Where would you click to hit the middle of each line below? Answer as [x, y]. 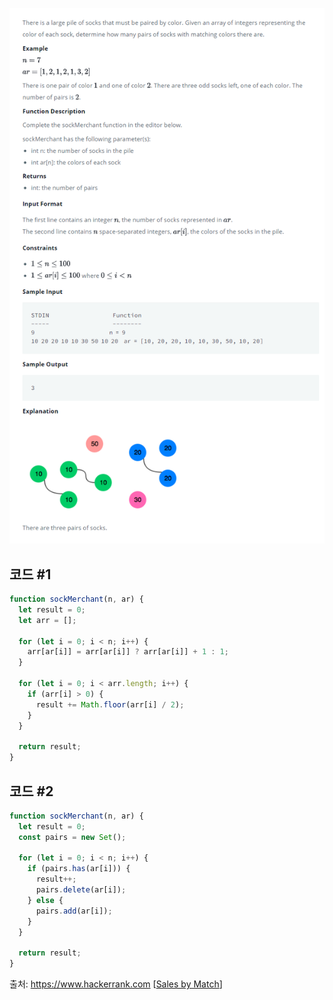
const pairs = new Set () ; [72, 837]
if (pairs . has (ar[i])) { [79, 869]
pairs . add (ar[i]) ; [74, 911]
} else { [45, 900]
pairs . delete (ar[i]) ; [81, 890]
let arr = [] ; [47, 620]
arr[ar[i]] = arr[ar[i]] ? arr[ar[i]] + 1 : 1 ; [128, 652]
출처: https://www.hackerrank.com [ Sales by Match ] [116, 984]
